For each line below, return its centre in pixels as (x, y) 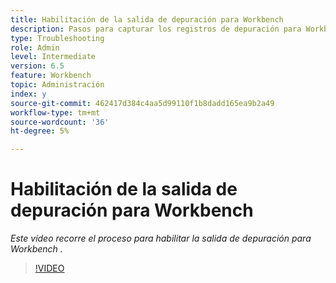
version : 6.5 (37, 66)
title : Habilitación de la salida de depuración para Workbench (147, 19)
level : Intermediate (53, 57)
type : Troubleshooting (57, 38)
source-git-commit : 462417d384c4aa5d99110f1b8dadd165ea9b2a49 (142, 103)
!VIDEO (49, 268)
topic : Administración (57, 85)
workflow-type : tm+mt (55, 112)
